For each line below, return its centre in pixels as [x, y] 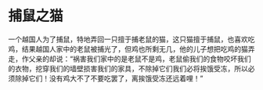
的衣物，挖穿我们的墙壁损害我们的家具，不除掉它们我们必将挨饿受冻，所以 [128, 68]
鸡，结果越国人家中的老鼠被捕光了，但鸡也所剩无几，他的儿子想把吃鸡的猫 [128, 49]
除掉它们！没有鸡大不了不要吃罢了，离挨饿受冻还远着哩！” [109, 78]
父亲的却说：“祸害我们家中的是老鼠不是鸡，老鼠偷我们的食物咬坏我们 [140, 59]
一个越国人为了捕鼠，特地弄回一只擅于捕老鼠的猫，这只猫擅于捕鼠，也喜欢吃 [131, 39]
